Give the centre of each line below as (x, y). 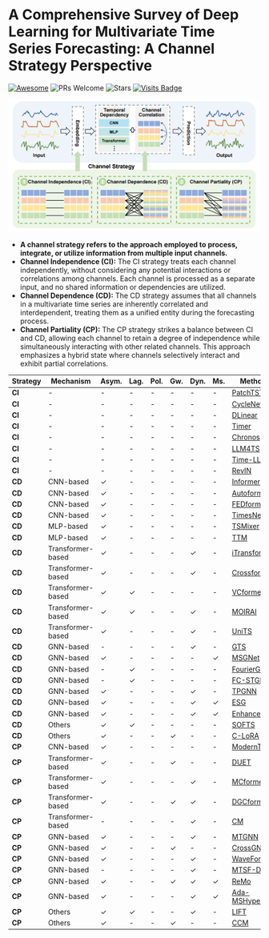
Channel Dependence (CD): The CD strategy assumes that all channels (138, 295)
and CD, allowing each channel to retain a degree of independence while (140, 338)
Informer (246, 482)
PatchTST (248, 393)
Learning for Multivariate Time (112, 32)
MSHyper (247, 900)
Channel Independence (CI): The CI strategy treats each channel (128, 261)
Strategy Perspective (80, 66)
